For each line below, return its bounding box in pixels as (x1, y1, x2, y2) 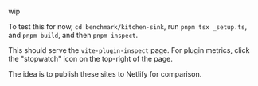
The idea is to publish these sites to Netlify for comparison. (8, 69, 202, 78)
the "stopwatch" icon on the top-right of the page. (8, 54, 173, 63)
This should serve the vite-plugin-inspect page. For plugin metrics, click (8, 46, 250, 54)
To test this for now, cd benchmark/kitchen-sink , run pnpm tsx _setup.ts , (8, 22, 248, 31)
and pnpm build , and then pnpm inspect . (8, 31, 139, 39)
